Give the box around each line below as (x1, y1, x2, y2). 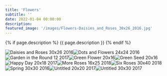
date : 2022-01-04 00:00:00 (5, 16, 61, 21)
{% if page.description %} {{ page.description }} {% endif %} (5, 39, 131, 45)
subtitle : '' (5, 12, 32, 17)
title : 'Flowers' (5, 7, 41, 12)
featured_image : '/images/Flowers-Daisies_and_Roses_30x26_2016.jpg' (5, 26, 153, 31)
